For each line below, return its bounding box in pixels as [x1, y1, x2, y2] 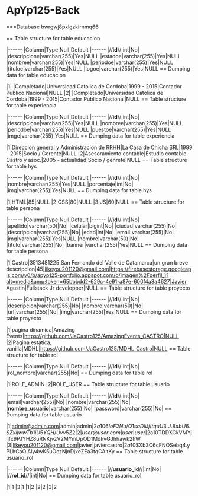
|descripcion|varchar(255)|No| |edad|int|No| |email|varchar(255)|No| [6, 228, 174, 236]
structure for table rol [6, 351, 58, 358]
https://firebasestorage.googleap [111, 265, 191, 272]
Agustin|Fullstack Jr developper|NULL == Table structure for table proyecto [6, 284, 190, 291]
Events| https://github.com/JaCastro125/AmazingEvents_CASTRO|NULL [6, 332, 179, 339]
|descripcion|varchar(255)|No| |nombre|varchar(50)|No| [6, 302, 144, 309]
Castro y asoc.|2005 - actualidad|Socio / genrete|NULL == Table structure [6, 156, 187, 163]
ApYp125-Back [6, 4, 80, 17]
